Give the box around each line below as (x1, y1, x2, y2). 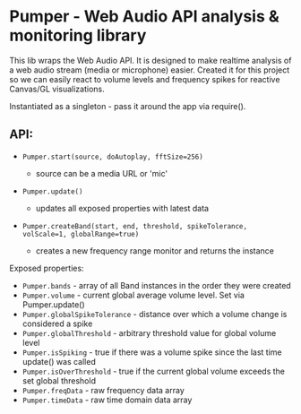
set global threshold (21, 375, 97, 386)
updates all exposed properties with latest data (35, 203, 209, 213)
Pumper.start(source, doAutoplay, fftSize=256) (21, 152, 203, 161)
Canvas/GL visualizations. (9, 83, 105, 94)
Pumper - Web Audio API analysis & (9, 6, 279, 27)
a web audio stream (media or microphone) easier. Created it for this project (9, 65, 290, 75)
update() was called (21, 356, 96, 367)
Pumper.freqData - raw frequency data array (21, 384, 185, 395)
